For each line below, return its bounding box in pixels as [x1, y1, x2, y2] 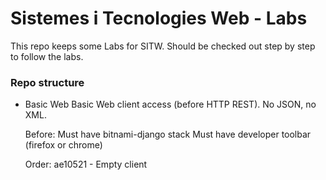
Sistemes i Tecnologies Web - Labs [10, 7, 308, 30]
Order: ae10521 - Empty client [24, 158, 148, 171]
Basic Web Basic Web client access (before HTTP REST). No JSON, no [24, 98, 317, 111]
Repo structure [10, 75, 85, 89]
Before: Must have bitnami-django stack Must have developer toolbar [24, 128, 312, 141]
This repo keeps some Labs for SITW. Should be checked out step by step [10, 40, 316, 52]
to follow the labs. [10, 50, 84, 62]
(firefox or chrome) [24, 139, 103, 151]
